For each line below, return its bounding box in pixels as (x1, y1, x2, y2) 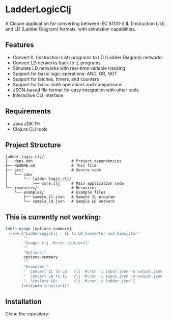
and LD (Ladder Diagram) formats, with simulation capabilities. (5, 26, 136, 32)
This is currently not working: (5, 213, 101, 221)
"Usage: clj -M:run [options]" (23, 240, 90, 245)
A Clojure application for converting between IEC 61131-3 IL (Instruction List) (5, 20, 165, 27)
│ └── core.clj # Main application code (5, 181, 124, 186)
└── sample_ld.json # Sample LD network (23, 199, 115, 204)
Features (5, 41, 34, 49)
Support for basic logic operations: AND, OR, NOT (12, 70, 118, 77)
